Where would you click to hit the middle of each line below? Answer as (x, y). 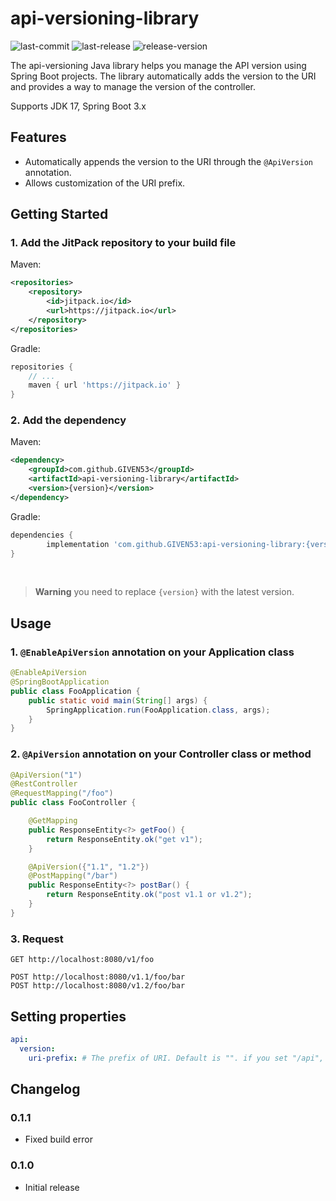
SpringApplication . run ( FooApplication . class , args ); (158, 710)
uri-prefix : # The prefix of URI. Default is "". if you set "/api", (176, 1058)
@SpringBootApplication (60, 682)
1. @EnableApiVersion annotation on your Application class (152, 652)
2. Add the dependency (68, 420)
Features (38, 137)
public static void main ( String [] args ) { (118, 700)
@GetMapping (53, 821)
